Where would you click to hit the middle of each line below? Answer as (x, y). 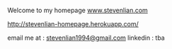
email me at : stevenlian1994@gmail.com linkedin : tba (86, 38)
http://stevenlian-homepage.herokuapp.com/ (73, 24)
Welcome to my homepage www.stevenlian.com (78, 10)
